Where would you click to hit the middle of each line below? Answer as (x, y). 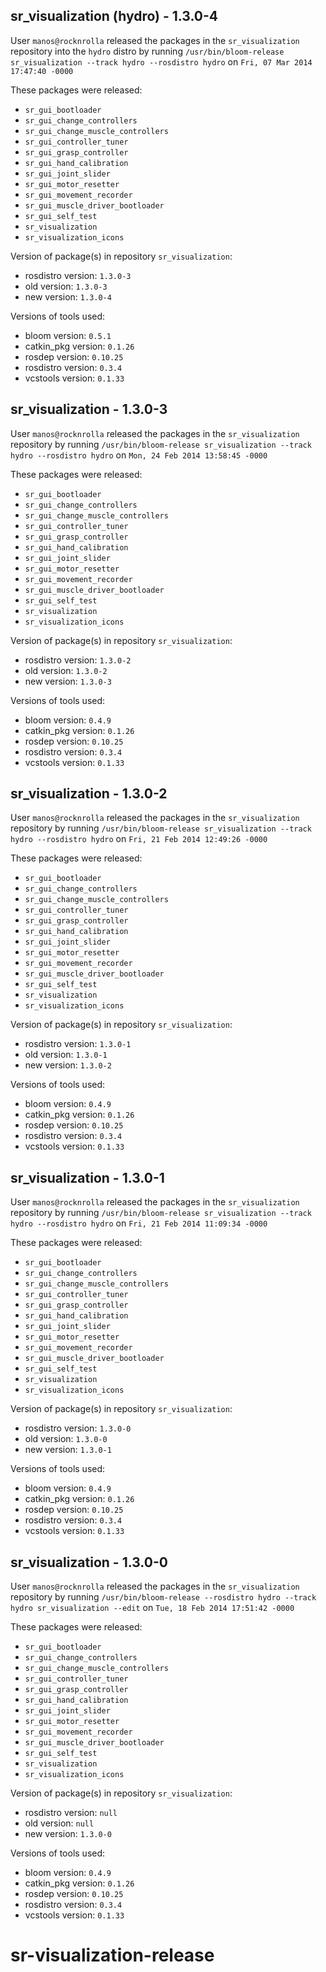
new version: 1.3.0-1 (68, 1450)
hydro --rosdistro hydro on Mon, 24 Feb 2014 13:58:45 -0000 (139, 455)
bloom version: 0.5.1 (68, 335)
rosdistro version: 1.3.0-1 (78, 1044)
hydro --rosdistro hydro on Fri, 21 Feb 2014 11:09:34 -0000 (139, 1223)
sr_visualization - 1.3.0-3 (89, 409)
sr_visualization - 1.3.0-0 (89, 1562)
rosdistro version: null (71, 1813)
